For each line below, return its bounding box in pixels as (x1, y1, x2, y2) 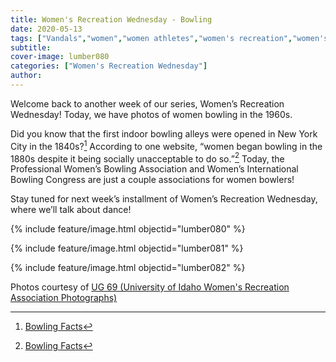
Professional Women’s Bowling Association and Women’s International (10, 163, 299, 175)
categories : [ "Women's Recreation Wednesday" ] (10, 61, 208, 71)
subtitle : (10, 42, 52, 53)
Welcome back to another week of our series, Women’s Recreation (10, 97, 285, 110)
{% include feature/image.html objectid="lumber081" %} (10, 242, 244, 255)
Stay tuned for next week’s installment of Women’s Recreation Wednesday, (10, 193, 318, 205)
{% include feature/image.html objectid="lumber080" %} (10, 223, 246, 235)
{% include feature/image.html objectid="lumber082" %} (10, 262, 246, 274)
